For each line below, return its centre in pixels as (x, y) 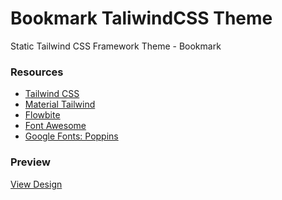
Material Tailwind (60, 104)
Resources (37, 72)
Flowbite (42, 115)
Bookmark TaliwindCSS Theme (141, 18)
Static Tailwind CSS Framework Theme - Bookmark (116, 46)
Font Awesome (55, 126)
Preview (30, 162)
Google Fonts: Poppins (71, 136)
